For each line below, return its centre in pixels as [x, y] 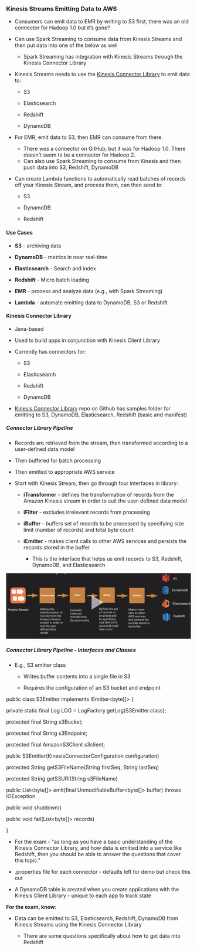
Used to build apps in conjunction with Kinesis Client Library [87, 340]
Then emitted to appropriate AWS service [65, 471]
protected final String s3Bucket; [45, 722]
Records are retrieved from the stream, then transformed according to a [101, 443]
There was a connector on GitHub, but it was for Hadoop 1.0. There [104, 149]
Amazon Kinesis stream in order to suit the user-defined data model [105, 501]
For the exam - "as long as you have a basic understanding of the [94, 842]
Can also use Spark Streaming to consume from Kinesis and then [102, 161]
